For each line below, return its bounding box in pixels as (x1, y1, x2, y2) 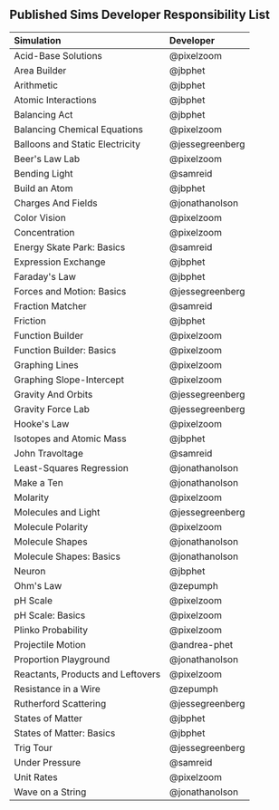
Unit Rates (14, 770, 58, 783)
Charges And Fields (14, 197, 98, 209)
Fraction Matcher (14, 299, 88, 312)
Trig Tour (14, 741, 53, 754)
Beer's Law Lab (14, 152, 80, 165)
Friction (14, 314, 47, 327)
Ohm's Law (14, 579, 63, 592)
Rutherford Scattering (14, 697, 107, 709)
